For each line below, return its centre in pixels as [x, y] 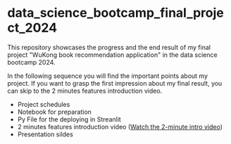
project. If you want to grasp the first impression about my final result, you [115, 83]
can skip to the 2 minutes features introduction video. [85, 91]
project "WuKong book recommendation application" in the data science [112, 55]
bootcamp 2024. [31, 62]
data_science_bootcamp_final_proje [115, 13]
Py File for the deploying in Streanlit [69, 119]
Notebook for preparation [54, 112]
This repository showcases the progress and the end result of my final [109, 47]
